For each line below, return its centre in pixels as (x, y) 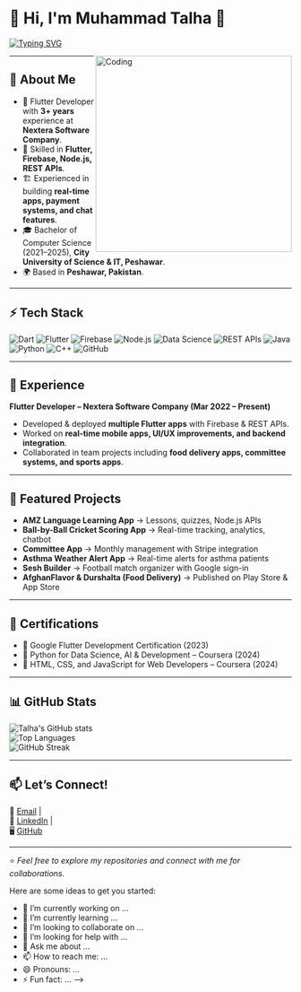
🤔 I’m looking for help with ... (75, 936)
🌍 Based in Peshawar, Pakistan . (83, 272)
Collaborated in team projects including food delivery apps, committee (154, 453)
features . (40, 220)
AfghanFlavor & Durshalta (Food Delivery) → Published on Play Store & (155, 578)
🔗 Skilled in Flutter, (57, 149)
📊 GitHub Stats (53, 702)
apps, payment (51, 200)
